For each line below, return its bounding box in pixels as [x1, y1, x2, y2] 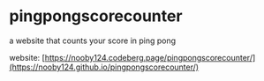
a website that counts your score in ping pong [9, 35, 177, 46]
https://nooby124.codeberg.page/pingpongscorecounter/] [44, 52, 256, 63]
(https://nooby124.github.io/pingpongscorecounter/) [9, 62, 200, 72]
